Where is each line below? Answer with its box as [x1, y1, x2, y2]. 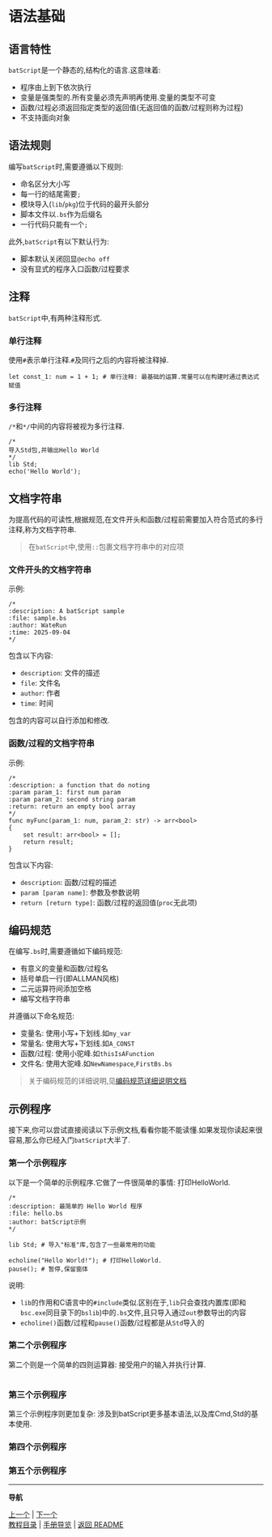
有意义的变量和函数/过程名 [19, 964, 108, 973]
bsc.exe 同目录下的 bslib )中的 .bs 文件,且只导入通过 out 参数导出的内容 [19, 1307, 247, 1317]
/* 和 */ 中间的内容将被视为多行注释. [8, 422, 125, 432]
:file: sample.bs [8, 615, 67, 623]
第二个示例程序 [8, 1339, 67, 1351]
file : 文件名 [19, 678, 61, 688]
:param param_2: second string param [8, 795, 136, 803]
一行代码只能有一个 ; [19, 219, 88, 229]
